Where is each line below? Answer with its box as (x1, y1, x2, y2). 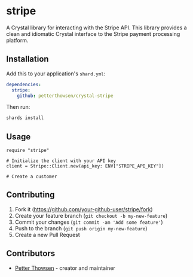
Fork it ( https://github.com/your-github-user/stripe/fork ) (14, 205, 154, 213)
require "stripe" (6, 148, 50, 154)
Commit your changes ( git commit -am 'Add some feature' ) (14, 218, 163, 226)
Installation (6, 54, 49, 64)
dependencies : (6, 81, 42, 87)
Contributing (6, 190, 55, 200)
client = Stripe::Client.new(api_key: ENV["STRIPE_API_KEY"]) (6, 163, 164, 169)
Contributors (6, 248, 56, 258)
